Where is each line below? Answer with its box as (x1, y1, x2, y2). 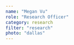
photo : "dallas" (5, 30, 45, 36)
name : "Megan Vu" (5, 8, 48, 15)
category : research (5, 19, 53, 25)
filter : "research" (5, 25, 53, 31)
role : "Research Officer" (5, 14, 69, 20)
